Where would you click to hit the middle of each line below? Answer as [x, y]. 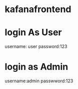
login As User [33, 33]
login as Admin [36, 67]
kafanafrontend [38, 9]
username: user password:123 [36, 47]
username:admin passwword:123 [39, 81]
